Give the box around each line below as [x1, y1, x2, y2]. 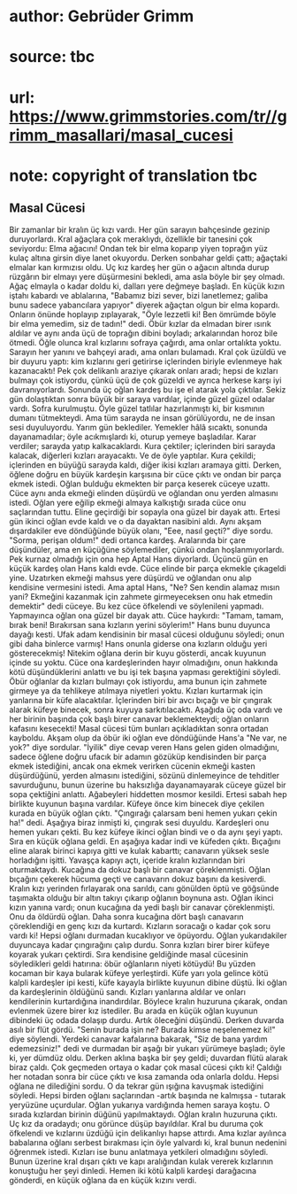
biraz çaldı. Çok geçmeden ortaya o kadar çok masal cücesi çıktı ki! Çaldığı [9, 1061, 283, 1073]
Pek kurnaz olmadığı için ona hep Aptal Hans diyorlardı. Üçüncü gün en [9, 554, 269, 564]
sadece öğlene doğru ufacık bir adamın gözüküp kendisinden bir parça [9, 751, 267, 762]
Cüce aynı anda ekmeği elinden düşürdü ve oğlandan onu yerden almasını [9, 487, 278, 498]
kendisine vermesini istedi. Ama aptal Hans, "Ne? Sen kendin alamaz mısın [9, 582, 280, 593]
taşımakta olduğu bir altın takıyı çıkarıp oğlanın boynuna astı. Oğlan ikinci [9, 892, 274, 903]
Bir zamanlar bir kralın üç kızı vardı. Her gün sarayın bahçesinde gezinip [9, 224, 270, 235]
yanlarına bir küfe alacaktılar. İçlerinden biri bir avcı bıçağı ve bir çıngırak [9, 694, 272, 705]
